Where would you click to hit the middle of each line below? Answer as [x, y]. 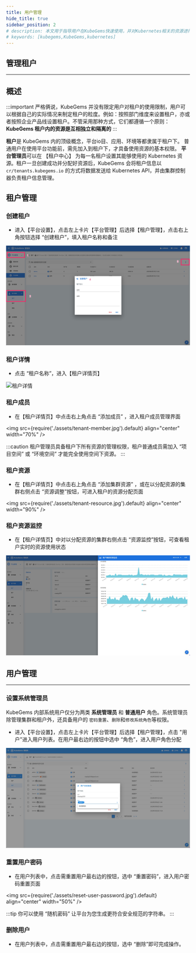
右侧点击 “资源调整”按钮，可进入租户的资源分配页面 [82, 491]
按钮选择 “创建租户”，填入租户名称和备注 [69, 237]
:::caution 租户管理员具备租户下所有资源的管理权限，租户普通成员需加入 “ [94, 446]
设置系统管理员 [27, 698]
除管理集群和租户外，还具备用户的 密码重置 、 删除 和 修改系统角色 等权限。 [89, 719]
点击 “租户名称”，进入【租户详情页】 [59, 373]
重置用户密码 [24, 862]
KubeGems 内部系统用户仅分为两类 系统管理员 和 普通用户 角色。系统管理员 [97, 712]
